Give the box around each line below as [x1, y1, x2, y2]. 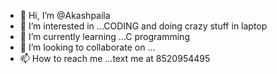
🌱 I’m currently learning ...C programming [19, 31, 190, 42]
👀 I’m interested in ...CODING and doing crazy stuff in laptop [19, 20, 268, 32]
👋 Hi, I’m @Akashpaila [19, 10, 111, 21]
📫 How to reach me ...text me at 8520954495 [19, 53, 211, 64]
